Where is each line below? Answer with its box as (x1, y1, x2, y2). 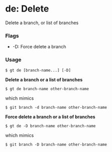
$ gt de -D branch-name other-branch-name (5, 123, 96, 128)
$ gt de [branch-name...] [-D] (5, 67, 71, 73)
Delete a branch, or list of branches (5, 20, 79, 26)
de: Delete (5, 3, 49, 15)
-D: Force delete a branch (12, 44, 67, 50)
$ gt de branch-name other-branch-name (5, 86, 89, 91)
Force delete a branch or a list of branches (5, 114, 96, 120)
